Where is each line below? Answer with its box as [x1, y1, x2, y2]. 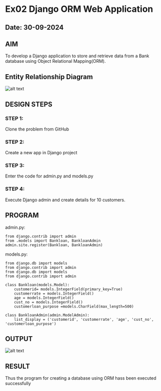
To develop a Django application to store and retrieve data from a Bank [5, 53, 150, 59]
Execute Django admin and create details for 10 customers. [5, 197, 125, 203]
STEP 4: [5, 185, 25, 192]
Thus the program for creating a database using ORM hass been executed [5, 375, 157, 381]
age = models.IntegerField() [14, 295, 74, 300]
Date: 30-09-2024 [5, 23, 64, 32]
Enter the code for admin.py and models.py [5, 173, 94, 179]
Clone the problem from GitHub [5, 126, 69, 132]
